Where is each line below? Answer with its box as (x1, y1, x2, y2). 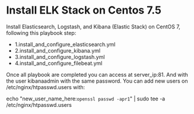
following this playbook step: (6, 29, 77, 36)
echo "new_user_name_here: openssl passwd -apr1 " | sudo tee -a (6, 95, 166, 102)
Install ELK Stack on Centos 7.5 (6, 4, 162, 17)
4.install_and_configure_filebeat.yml (14, 60, 103, 67)
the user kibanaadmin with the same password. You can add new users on (6, 77, 188, 84)
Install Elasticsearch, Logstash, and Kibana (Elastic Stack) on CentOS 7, (6, 23, 181, 30)
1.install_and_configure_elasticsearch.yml (14, 41, 116, 48)
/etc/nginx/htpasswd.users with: (6, 83, 85, 90)
